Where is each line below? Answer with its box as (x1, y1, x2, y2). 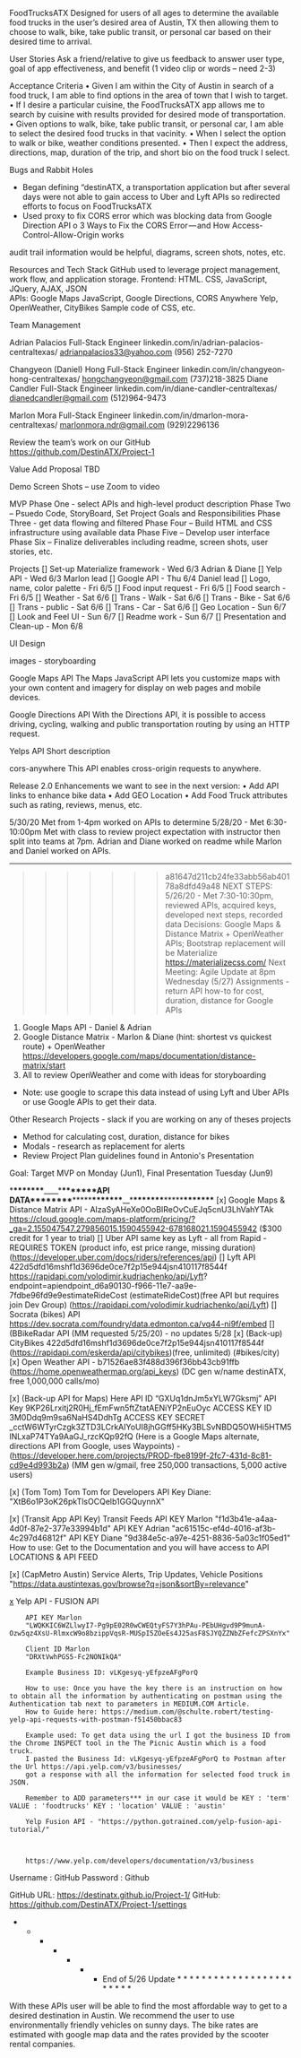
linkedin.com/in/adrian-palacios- (142, 337, 264, 348)
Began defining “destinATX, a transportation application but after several (21, 182, 290, 192)
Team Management (9, 320, 81, 330)
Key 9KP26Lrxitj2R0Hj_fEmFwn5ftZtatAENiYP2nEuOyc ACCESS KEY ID (9, 1402, 272, 1413)
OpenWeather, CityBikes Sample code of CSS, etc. (9, 302, 195, 313)
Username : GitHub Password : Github (9, 1872, 150, 1882)
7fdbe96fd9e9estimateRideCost (9, 1290, 128, 1300)
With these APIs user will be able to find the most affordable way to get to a (9, 2001, 288, 2011)
